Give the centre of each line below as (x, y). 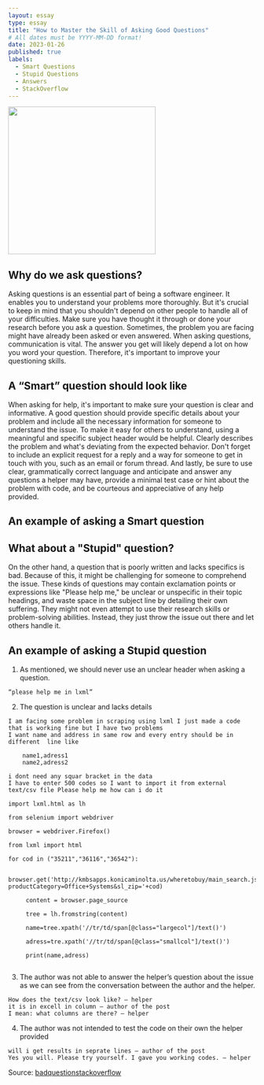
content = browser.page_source (77, 901)
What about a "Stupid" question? (91, 548)
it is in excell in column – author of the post (89, 1007)
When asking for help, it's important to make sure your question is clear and (131, 405)
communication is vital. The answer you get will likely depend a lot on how (128, 344)
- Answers (31, 81)
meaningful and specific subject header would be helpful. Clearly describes (131, 438)
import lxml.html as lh (47, 804)
